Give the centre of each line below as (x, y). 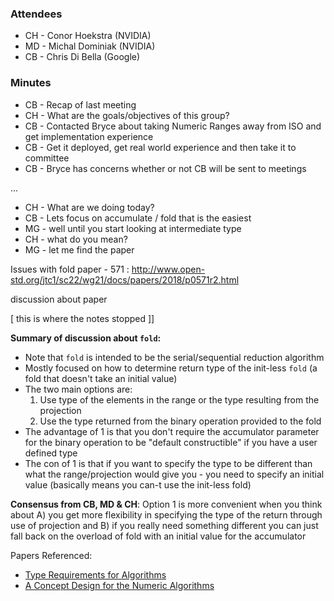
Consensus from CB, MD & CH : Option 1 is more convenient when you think (166, 504)
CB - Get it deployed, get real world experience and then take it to (160, 147)
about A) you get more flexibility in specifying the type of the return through (166, 514)
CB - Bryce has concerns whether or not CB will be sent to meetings (165, 168)
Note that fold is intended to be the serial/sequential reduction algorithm (174, 357)
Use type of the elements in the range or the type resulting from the (179, 399)
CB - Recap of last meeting (80, 104)
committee (47, 158)
